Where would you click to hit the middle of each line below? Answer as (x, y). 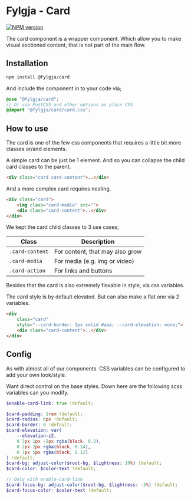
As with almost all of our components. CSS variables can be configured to (96, 368)
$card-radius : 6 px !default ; (42, 419)
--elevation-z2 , (37, 436)
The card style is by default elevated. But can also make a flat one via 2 (93, 297)
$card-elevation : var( (34, 431)
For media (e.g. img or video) (94, 261)
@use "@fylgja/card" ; (33, 99)
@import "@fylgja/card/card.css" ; (49, 110)
